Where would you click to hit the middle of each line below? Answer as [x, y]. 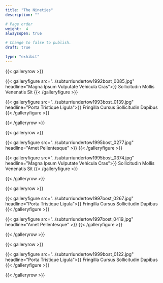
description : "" [22, 15]
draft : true [18, 48]
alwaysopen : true [24, 34]
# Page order [19, 24]
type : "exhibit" [22, 57]
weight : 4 [17, 29]
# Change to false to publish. [38, 43]
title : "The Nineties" [29, 10]
